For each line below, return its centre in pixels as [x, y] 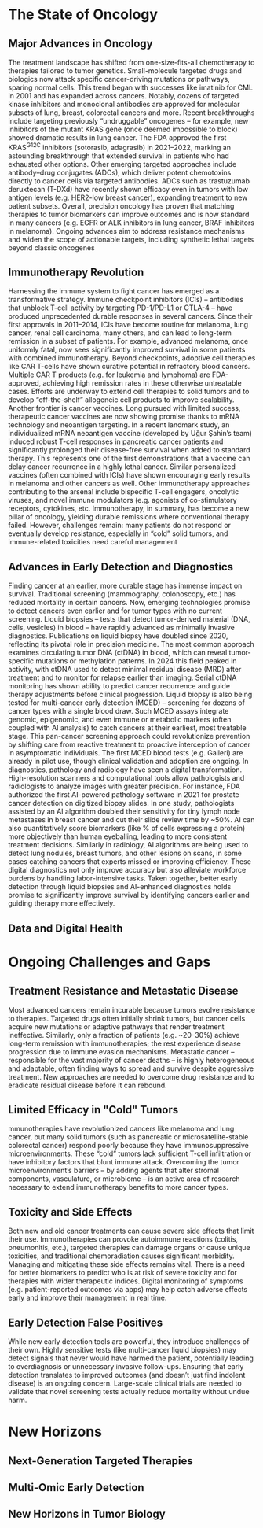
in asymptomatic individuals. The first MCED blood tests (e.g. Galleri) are [126, 753]
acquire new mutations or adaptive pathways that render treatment [116, 1026]
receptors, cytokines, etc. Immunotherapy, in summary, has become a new [129, 508]
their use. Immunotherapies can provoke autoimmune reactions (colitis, [123, 1239]
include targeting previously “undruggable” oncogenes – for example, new [128, 121]
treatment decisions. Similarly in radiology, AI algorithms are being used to [128, 845]
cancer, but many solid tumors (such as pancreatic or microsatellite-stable [128, 1137]
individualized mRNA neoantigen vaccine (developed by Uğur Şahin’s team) [130, 434]
